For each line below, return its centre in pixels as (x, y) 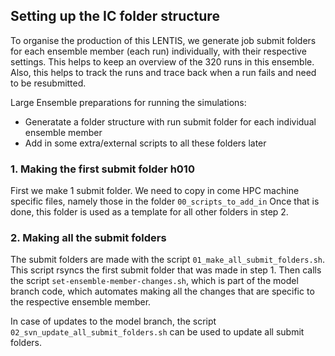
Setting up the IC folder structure (115, 16)
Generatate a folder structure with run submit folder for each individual (170, 121)
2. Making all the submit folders (88, 238)
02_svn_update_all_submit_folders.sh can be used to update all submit (157, 332)
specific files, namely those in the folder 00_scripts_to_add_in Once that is (165, 201)
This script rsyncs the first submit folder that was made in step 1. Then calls (166, 270)
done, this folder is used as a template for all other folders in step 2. (149, 212)
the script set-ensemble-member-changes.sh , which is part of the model (154, 281)
